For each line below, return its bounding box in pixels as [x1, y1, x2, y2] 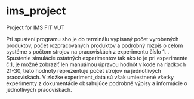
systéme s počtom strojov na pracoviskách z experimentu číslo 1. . [6, 48, 170, 55]
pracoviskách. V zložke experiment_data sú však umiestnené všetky [6, 73, 174, 81]
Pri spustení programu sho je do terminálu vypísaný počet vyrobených [6, 35, 179, 42]
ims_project [6, 4, 66, 18]
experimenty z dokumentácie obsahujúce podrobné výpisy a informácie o [6, 79, 188, 87]
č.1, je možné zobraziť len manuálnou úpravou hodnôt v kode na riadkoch [6, 61, 186, 68]
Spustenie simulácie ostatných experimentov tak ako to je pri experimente [6, 54, 188, 61]
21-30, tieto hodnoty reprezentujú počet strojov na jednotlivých [6, 67, 161, 74]
